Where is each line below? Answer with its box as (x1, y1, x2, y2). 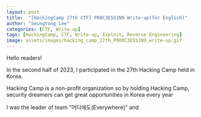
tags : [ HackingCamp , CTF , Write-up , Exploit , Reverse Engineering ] (6, 32, 183, 38)
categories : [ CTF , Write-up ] (6, 26, 81, 32)
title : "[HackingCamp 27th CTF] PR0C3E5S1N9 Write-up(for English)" (6, 15, 188, 21)
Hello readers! (6, 55, 42, 61)
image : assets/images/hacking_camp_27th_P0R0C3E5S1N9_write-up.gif (6, 37, 183, 43)
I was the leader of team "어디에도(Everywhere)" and (6, 104, 139, 111)
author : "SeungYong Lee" (6, 20, 70, 26)
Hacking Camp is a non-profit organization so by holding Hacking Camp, (6, 85, 190, 92)
